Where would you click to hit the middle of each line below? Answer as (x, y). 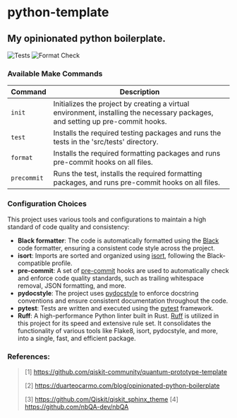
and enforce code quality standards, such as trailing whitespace (111, 278)
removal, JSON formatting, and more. (72, 285)
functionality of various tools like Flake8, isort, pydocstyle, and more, (118, 330)
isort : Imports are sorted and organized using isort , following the (111, 255)
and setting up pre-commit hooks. (110, 122)
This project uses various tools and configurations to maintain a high (107, 219)
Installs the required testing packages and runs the (137, 133)
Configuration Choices (47, 204)
